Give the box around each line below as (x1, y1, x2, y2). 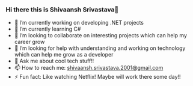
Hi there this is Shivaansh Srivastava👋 (5, 5, 119, 14)
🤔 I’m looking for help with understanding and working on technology (14, 45, 186, 52)
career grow (14, 38, 45, 46)
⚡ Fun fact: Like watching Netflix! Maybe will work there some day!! (14, 73, 181, 81)
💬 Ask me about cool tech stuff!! (14, 57, 94, 65)
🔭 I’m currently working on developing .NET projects (14, 19, 144, 26)
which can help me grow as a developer (14, 51, 114, 58)
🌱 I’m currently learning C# (14, 25, 81, 32)
